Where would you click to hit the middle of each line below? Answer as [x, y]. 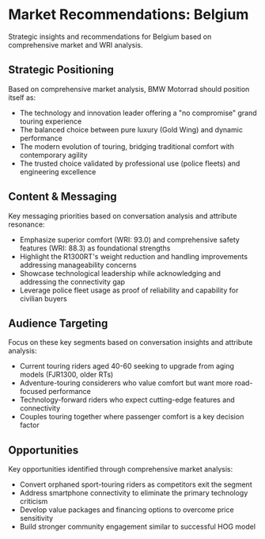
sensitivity [36, 518]
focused [33, 392]
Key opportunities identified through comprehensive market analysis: [121, 469]
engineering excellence [58, 171]
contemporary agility [54, 155]
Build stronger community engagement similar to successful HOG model [137, 527]
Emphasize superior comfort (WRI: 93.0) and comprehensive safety [129, 239]
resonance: [26, 224]
